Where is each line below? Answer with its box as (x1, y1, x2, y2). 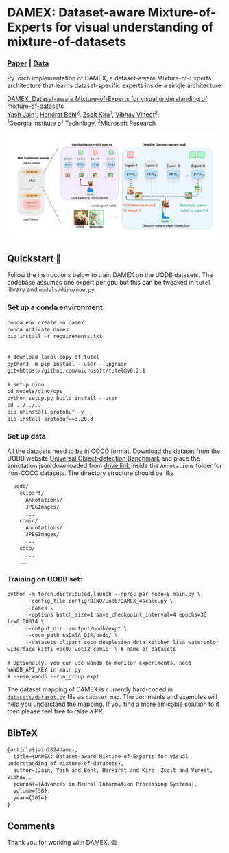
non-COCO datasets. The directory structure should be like (7, 469, 174, 477)
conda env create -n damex (7, 319, 84, 326)
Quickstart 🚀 (7, 252, 62, 264)
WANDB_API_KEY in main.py (7, 667, 81, 674)
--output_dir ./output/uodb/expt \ (25, 625, 128, 632)
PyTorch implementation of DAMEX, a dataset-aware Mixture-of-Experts (7, 74, 212, 82)
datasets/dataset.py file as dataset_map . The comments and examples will (7, 693, 217, 701)
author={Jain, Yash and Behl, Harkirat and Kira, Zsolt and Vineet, (13, 767, 213, 774)
